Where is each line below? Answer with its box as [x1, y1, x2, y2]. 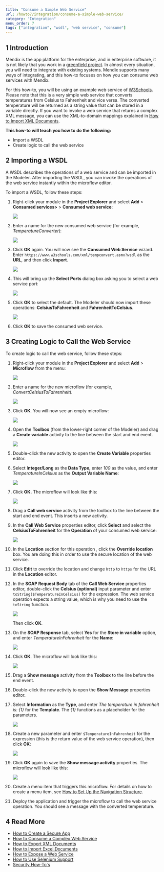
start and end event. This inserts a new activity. [12, 513, 108, 518]
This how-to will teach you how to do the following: [5, 127, 111, 133]
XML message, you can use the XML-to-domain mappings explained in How [5, 113, 159, 118]
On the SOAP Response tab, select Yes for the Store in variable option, [12, 630, 157, 636]
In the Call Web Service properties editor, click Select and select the [12, 522, 151, 528]
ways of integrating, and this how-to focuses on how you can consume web [5, 72, 158, 78]
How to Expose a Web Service [12, 851, 74, 857]
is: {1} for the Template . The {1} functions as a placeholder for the [12, 707, 145, 712]
